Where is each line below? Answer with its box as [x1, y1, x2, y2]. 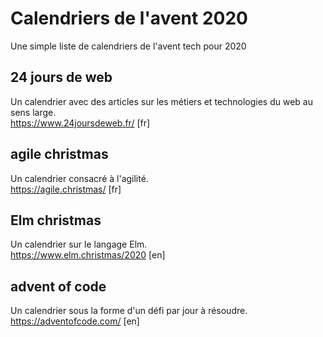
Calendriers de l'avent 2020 [10, 7, 248, 30]
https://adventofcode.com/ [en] [10, 315, 140, 327]
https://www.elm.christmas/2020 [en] [10, 249, 166, 261]
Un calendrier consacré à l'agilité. [10, 172, 149, 184]
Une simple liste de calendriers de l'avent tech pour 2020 [10, 40, 247, 52]
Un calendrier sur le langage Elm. [10, 238, 148, 251]
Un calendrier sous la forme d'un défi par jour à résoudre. [10, 305, 248, 317]
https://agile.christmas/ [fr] [10, 183, 122, 195]
